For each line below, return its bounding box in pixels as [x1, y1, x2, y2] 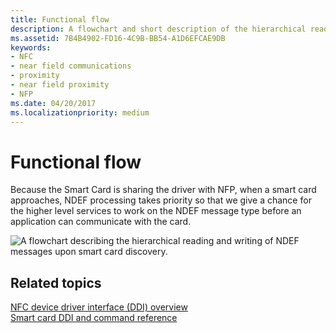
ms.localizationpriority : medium [10, 107, 150, 118]
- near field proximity [10, 80, 110, 90]
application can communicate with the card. [10, 216, 192, 228]
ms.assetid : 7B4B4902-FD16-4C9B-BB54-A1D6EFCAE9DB [10, 33, 226, 43]
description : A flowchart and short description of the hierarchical [10, 24, 307, 34]
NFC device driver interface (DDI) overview [10, 301, 188, 313]
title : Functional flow [10, 14, 110, 25]
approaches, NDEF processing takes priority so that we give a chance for [10, 194, 312, 206]
